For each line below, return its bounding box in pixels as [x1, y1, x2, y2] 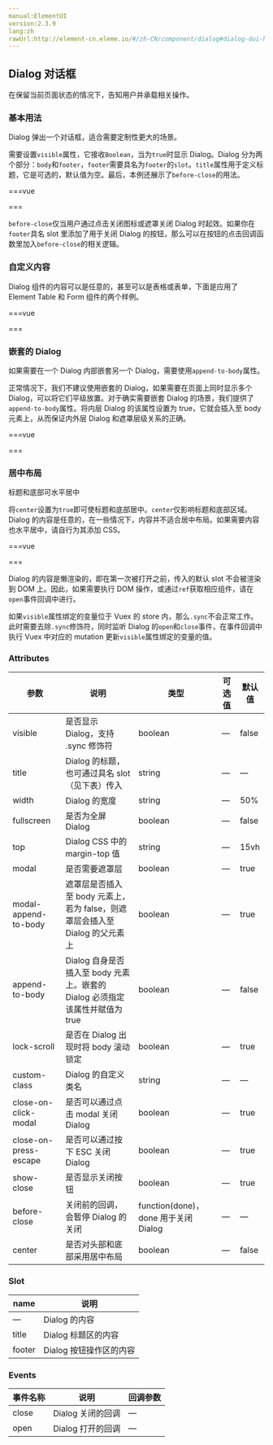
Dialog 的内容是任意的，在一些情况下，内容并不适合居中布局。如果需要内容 [8, 515, 260, 525]
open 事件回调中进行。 [8, 594, 80, 604]
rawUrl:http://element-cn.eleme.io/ [8, 34, 132, 43]
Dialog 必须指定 [65, 991, 125, 1002]
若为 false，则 [65, 903, 119, 914]
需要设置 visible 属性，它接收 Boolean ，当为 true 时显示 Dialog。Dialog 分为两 [8, 150, 263, 160]
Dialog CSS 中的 [65, 835, 128, 847]
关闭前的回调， [65, 1198, 123, 1210]
